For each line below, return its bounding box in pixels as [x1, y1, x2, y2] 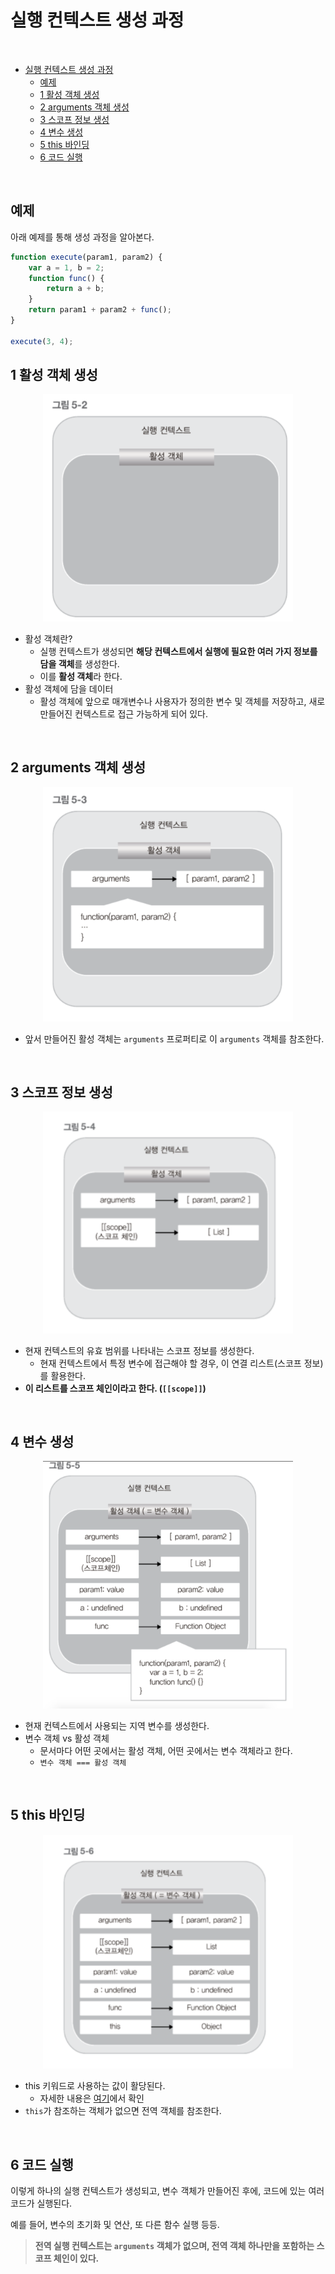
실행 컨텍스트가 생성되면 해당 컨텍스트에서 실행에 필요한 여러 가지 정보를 [39, 645, 318, 657]
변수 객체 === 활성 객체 [39, 1757, 127, 1768]
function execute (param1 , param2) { [10, 252, 163, 262]
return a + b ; [46, 284, 105, 294]
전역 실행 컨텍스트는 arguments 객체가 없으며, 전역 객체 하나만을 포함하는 [34, 2239, 315, 2251]
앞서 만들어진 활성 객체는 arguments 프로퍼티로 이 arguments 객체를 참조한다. [24, 1032, 325, 1045]
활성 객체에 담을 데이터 [24, 682, 114, 695]
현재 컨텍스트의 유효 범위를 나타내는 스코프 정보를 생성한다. [24, 1344, 255, 1356]
